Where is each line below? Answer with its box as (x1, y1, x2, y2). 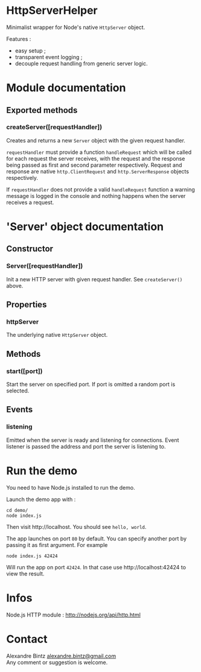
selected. (6, 387, 30, 394)
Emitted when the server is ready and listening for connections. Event (6, 436, 179, 444)
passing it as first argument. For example (6, 541, 108, 548)
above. (6, 282, 24, 289)
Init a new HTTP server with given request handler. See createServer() (6, 275, 183, 283)
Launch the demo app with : (6, 496, 76, 503)
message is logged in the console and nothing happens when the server (6, 192, 186, 199)
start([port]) (6, 366, 43, 375)
